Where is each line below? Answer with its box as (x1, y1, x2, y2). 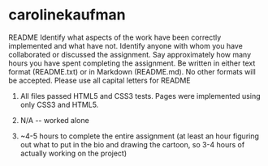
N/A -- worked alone (19, 115, 89, 125)
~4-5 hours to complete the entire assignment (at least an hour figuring (19, 131, 260, 141)
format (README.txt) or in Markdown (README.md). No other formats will (8, 66, 256, 76)
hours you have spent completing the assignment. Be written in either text (8, 58, 256, 68)
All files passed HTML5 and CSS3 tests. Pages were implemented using (19, 91, 262, 100)
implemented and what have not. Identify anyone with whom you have (8, 40, 244, 50)
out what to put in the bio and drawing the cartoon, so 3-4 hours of (19, 139, 245, 149)
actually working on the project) (19, 148, 128, 158)
